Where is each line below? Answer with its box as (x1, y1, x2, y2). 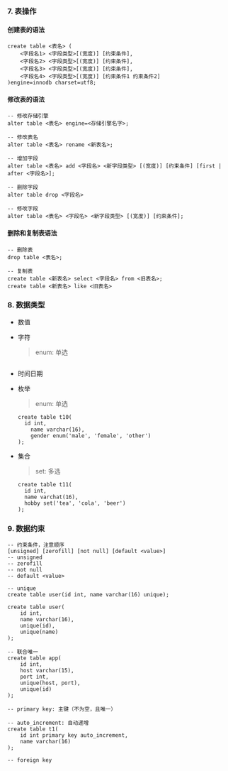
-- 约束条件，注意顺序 (7, 542, 65, 549)
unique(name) (20, 628, 59, 636)
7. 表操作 (7, 6, 37, 16)
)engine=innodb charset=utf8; (7, 80, 97, 87)
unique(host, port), (20, 679, 81, 687)
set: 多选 (35, 466, 61, 475)
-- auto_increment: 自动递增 (7, 719, 89, 727)
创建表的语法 (7, 25, 45, 33)
